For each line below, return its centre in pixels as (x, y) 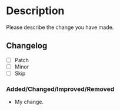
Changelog (27, 46)
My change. (29, 102)
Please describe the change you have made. (60, 27)
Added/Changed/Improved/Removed (60, 89)
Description (35, 11)
